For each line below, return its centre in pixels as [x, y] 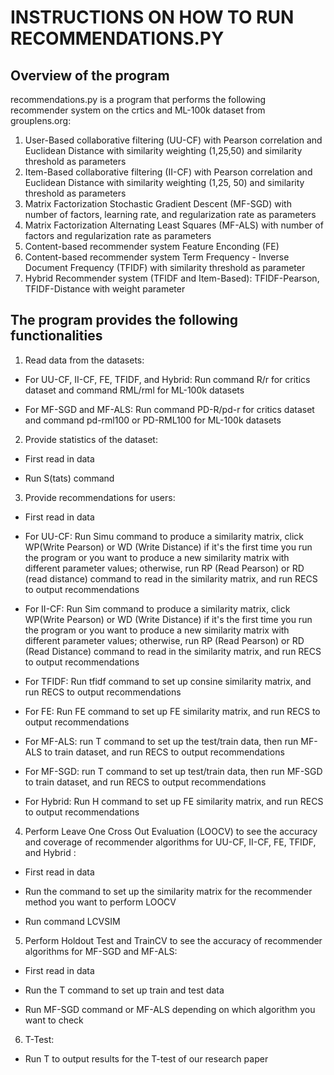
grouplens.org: [41, 120]
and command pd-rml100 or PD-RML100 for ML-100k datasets [153, 420]
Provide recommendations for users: [100, 497]
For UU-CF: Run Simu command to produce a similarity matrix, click [164, 536]
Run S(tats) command [69, 478]
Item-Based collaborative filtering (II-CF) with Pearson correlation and [168, 172]
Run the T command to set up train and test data [124, 990]
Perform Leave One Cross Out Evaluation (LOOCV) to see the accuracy [171, 831]
